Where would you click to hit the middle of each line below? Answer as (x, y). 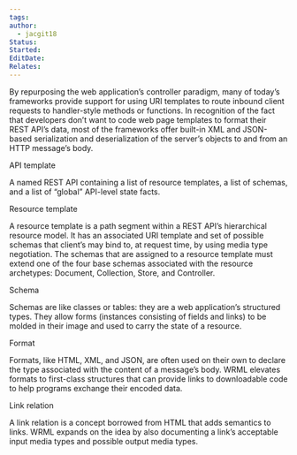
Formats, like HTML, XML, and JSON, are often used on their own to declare (147, 360)
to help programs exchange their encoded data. (96, 388)
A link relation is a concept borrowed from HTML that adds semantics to (140, 422)
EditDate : (27, 58)
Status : (23, 42)
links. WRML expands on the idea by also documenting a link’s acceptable (144, 432)
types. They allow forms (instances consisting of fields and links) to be (138, 316)
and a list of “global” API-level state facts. (85, 192)
